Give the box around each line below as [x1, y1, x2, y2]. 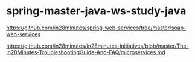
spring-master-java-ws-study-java [6, 4, 187, 18]
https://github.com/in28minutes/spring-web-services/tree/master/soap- [6, 24, 187, 31]
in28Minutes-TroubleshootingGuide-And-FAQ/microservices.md [6, 48, 166, 55]
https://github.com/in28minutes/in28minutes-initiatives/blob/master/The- [6, 42, 189, 49]
